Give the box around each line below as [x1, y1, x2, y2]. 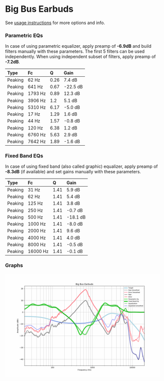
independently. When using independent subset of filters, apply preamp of [5, 54, 156, 60]
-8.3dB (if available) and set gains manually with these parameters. [5, 169, 141, 175]
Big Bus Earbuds [5, 3, 74, 15]
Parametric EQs [5, 32, 43, 39]
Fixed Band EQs [5, 152, 43, 159]
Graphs [5, 262, 23, 269]
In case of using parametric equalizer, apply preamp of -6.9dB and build [5, 43, 152, 49]
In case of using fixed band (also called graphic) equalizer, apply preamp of [5, 163, 158, 169]
